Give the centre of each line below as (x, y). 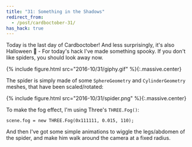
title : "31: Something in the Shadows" (56, 12)
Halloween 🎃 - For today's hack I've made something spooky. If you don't (96, 52)
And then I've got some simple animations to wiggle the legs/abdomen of (96, 132)
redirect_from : (25, 17)
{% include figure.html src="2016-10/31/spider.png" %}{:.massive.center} (96, 98)
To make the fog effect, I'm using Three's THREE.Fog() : (73, 110)
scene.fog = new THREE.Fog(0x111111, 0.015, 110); (70, 121)
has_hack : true (25, 28)
